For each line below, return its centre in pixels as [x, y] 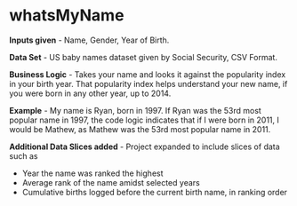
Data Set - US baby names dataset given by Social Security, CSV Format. [144, 57]
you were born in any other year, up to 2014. [90, 93]
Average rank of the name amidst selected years [111, 182]
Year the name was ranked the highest [92, 173]
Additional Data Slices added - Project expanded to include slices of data [144, 147]
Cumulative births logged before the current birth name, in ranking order [154, 192]
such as [24, 155]
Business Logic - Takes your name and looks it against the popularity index [148, 74]
